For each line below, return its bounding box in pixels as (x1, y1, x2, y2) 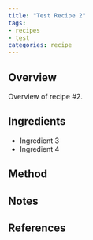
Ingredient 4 (19, 144, 60, 153)
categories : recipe (8, 41, 73, 49)
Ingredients (8, 114, 66, 128)
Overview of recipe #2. (8, 91, 83, 101)
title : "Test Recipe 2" (8, 11, 87, 20)
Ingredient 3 (19, 136, 60, 145)
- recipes (8, 26, 41, 34)
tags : (8, 19, 26, 27)
